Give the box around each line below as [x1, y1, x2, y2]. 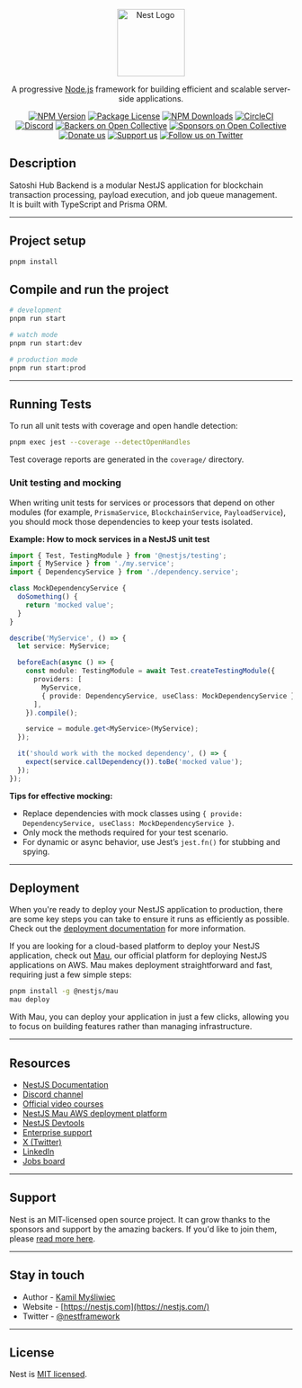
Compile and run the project [9, 281, 169, 297]
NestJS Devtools [22, 1117, 85, 1128]
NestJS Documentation [22, 1080, 110, 1090]
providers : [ [32, 675, 83, 684]
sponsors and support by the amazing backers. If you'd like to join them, [9, 1223, 277, 1234]
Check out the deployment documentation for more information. [9, 923, 246, 934]
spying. [22, 846, 50, 857]
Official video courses [22, 1099, 104, 1109]
